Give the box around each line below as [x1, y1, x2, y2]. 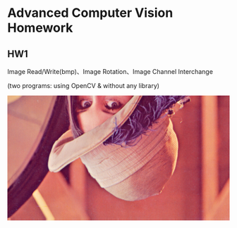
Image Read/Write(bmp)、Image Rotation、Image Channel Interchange [7, 68, 214, 75]
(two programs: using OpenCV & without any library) [7, 82, 160, 89]
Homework [7, 20, 73, 36]
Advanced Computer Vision [7, 5, 174, 21]
